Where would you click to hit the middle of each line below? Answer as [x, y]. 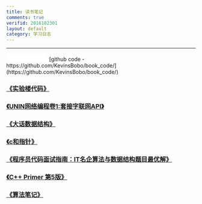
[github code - [67, 59]
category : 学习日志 [29, 34]
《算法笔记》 [25, 194]
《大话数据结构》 [31, 124]
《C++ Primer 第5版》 [37, 177]
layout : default [26, 29]
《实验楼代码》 [28, 89]
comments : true [25, 17]
